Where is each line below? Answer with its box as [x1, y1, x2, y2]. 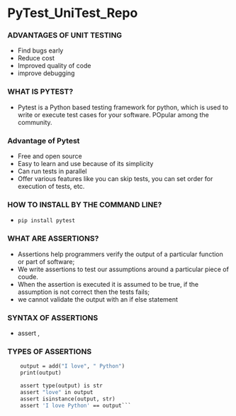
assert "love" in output [20, 388, 94, 395]
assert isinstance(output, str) [20, 395, 116, 403]
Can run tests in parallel [17, 167, 87, 175]
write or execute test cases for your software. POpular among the [17, 110, 209, 119]
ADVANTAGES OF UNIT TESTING [7, 31, 123, 40]
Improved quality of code [17, 62, 91, 70]
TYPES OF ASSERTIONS [7, 346, 92, 356]
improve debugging [17, 69, 75, 77]
